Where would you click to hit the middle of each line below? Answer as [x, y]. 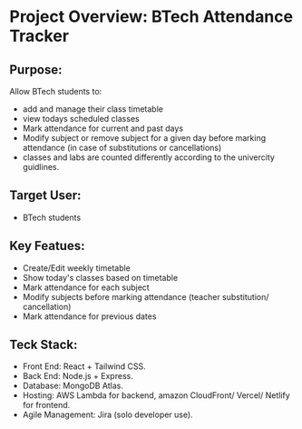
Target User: [45, 196]
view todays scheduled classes [81, 119]
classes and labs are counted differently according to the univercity [148, 157]
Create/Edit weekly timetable [77, 268]
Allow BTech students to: [56, 91]
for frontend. [46, 405]
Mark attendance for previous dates [89, 316]
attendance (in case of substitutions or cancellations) [122, 148]
